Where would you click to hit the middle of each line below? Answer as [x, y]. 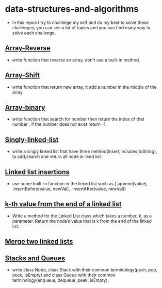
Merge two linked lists [39, 241]
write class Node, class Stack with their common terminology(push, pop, [85, 270]
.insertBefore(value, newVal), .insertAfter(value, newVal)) [69, 189]
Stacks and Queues [35, 258]
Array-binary [25, 107]
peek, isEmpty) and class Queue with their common [64, 275]
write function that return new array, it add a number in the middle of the [84, 87]
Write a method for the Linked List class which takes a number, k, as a [82, 216]
